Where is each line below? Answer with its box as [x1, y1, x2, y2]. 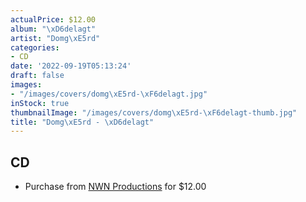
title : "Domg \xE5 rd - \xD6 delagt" [10, 117, 155, 127]
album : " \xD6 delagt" [10, 24, 97, 34]
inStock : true [10, 98, 70, 108]
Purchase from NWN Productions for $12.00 [24, 181, 207, 193]
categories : [10, 42, 60, 53]
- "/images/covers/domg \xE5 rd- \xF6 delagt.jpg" [10, 89, 208, 99]
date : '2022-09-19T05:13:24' [10, 61, 132, 71]
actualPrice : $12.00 [10, 14, 97, 25]
